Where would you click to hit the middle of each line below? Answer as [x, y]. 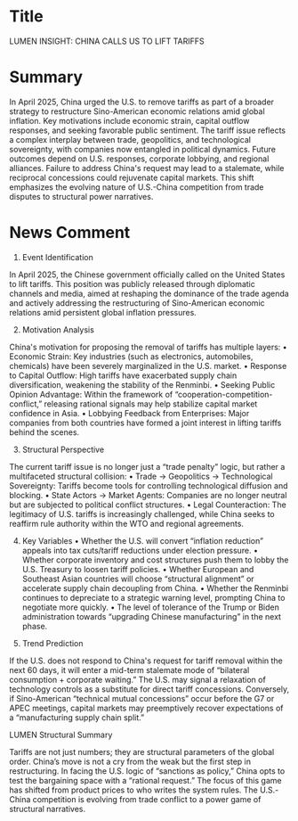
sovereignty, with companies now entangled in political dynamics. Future [142, 149]
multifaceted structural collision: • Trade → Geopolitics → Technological [141, 476]
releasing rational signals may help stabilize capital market [151, 404]
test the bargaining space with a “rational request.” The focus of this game [145, 780]
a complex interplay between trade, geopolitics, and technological [130, 139]
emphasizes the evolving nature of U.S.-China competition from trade [137, 187]
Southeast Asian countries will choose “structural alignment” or [138, 579]
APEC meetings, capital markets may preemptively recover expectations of [146, 708]
